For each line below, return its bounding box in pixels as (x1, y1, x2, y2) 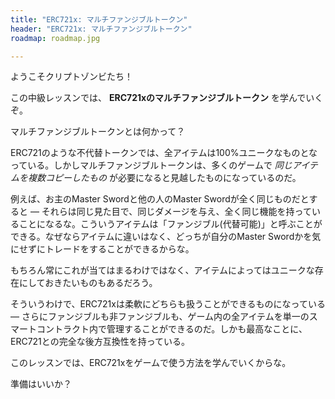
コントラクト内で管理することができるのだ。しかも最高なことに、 (36, 323, 308, 335)
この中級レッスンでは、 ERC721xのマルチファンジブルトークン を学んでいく (10, 92, 324, 104)
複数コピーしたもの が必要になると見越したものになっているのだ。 (27, 172, 302, 184)
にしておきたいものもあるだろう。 (18, 277, 158, 289)
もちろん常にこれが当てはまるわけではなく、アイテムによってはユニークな (10, 264, 315, 276)
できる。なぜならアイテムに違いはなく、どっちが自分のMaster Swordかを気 (10, 231, 322, 243)
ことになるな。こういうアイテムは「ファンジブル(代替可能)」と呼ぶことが (18, 218, 323, 230)
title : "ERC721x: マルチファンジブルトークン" (10, 14, 188, 25)
